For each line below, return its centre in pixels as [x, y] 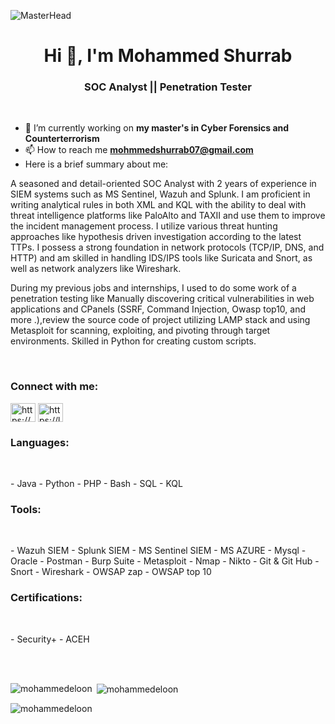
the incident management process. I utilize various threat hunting [144, 226]
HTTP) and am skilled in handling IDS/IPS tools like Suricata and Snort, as [161, 258]
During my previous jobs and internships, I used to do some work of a [153, 288]
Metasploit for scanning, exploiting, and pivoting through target [140, 331]
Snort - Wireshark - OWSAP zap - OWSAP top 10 [111, 572]
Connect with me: [54, 387]
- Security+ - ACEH [50, 639]
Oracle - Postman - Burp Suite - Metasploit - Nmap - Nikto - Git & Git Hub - [165, 561]
